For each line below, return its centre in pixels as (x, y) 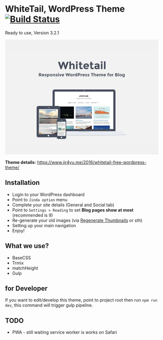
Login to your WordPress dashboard (48, 194)
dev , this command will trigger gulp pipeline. (49, 305)
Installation (22, 183)
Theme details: (21, 162)
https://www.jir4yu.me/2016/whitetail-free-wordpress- (92, 162)
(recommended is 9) (33, 215)
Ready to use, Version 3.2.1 (32, 33)
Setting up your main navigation (44, 225)
